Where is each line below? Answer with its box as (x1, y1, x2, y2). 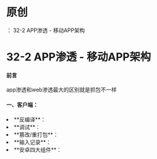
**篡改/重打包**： (14, 131, 59, 138)
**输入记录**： (14, 138, 52, 146)
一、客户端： (6, 101, 38, 108)
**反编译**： (14, 115, 47, 123)
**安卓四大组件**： (14, 146, 62, 153)
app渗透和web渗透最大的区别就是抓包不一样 (6, 86, 117, 94)
